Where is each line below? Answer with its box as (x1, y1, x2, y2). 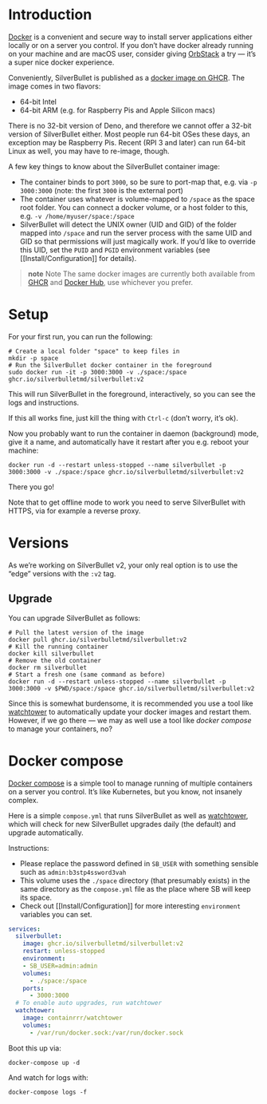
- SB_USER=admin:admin (22, 962, 98, 970)
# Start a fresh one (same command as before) (8, 671, 166, 679)
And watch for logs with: (8, 1072, 89, 1082)
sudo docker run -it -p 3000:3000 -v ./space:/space (8, 368, 187, 376)
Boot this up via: (8, 1043, 61, 1053)
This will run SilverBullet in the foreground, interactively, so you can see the (8, 389, 256, 398)
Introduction (8, 6, 92, 24)
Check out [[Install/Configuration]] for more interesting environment (19, 900, 241, 911)
